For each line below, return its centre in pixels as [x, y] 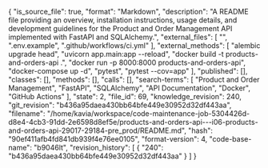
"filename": [27, 114]
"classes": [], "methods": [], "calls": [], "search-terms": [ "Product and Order [134, 80]
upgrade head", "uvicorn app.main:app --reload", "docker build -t [116, 54]
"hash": [200, 130]
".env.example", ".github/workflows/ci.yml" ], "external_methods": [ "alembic [134, 46]
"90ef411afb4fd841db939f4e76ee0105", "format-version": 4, [108, 139]
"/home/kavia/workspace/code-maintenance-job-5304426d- [148, 114]
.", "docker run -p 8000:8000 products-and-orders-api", [153, 62]
